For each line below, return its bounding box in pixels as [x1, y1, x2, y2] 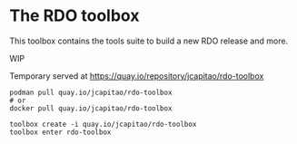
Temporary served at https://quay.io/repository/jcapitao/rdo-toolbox [9, 70, 264, 82]
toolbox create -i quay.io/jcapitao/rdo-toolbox [9, 120, 197, 129]
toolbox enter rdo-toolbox [9, 128, 112, 137]
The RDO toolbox [9, 5, 140, 26]
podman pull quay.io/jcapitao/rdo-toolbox [9, 88, 173, 97]
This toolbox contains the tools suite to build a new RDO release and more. [9, 35, 289, 46]
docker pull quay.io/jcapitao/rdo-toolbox [9, 103, 173, 113]
